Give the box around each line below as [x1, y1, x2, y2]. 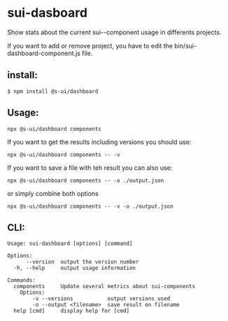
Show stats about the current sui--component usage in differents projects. [7, 28, 222, 36]
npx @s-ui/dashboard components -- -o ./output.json [7, 177, 164, 184]
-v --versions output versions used [32, 295, 171, 302]
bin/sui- [174, 41, 197, 50]
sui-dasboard [7, 5, 88, 21]
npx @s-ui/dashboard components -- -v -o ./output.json [7, 203, 173, 210]
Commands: [7, 277, 36, 284]
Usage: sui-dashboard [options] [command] [7, 240, 133, 248]
